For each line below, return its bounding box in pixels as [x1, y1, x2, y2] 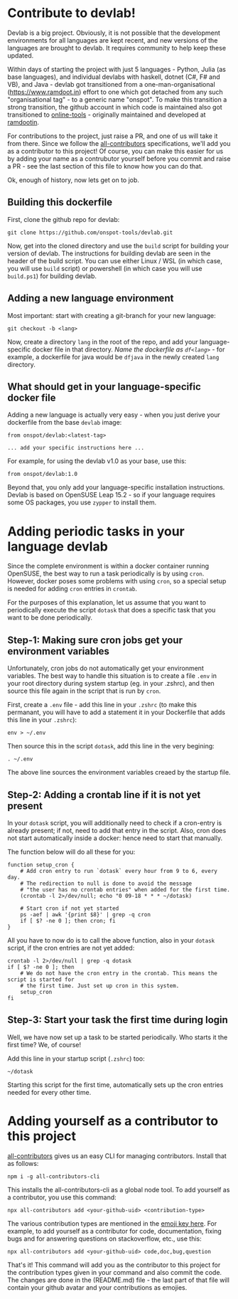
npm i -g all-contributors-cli [7, 1172, 100, 1180]
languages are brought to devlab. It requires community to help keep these [7, 43, 226, 52]
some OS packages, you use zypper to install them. [7, 498, 157, 507]
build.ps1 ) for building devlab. [7, 272, 97, 280]
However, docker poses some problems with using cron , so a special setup [7, 577, 227, 585]
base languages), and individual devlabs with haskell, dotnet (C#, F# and [7, 73, 220, 81]
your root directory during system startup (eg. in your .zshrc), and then [7, 679, 215, 688]
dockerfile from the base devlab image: [7, 418, 122, 427]
